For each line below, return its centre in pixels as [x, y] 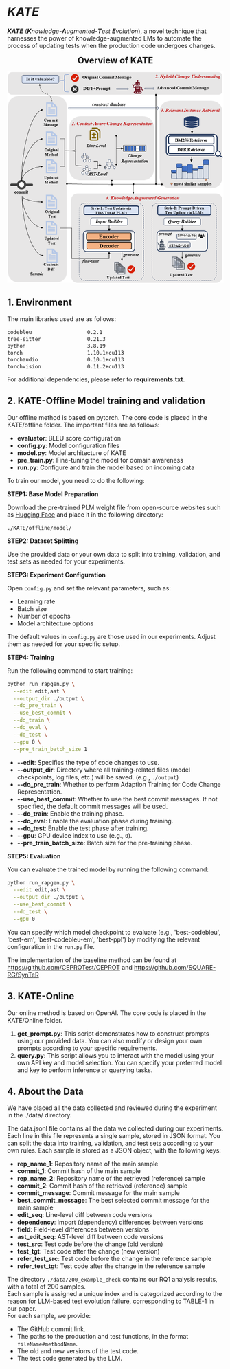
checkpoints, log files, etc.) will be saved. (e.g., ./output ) [98, 777]
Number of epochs [44, 616]
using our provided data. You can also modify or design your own [110, 1040]
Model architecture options [55, 623]
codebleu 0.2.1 [55, 333]
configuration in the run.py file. [51, 946]
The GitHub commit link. [51, 1329]
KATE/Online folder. [35, 1020]
